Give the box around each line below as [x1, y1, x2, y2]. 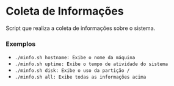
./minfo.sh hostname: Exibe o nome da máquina [14, 55, 136, 61]
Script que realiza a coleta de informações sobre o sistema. [5, 24, 156, 32]
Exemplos [5, 40, 36, 48]
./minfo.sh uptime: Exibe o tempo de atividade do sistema [14, 61, 169, 68]
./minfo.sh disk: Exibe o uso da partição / [14, 68, 130, 74]
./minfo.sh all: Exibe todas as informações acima [14, 74, 147, 81]
